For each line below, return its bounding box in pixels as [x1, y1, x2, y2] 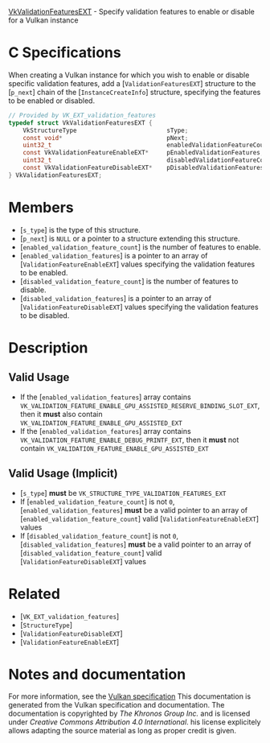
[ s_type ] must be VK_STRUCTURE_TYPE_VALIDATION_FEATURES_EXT [19, 488, 227, 497]
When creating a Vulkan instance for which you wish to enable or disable [8, 70, 250, 80]
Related [8, 584, 60, 603]
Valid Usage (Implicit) [8, 467, 118, 481]
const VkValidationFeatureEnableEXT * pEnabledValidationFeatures [22, 149, 261, 157]
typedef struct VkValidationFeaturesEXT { [8, 118, 153, 127]
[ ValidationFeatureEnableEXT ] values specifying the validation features [19, 259, 256, 269]
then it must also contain [19, 409, 103, 419]
